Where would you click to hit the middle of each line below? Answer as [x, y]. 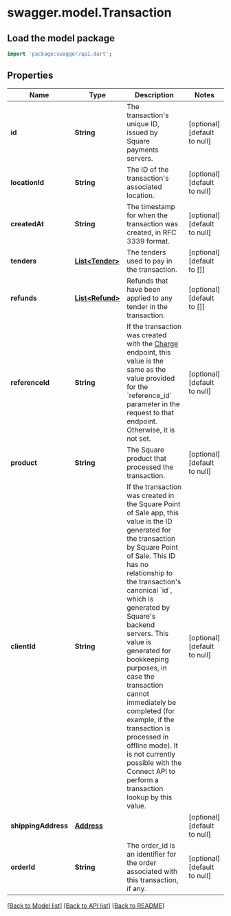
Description [154, 94]
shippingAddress [40, 826]
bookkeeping [148, 659]
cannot [138, 693]
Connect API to [151, 771]
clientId [23, 646]
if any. [136, 888]
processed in [148, 737]
